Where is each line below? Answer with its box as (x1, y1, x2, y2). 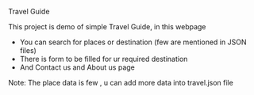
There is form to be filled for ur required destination (19, 55, 188, 63)
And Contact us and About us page (19, 63, 135, 72)
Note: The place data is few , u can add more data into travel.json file (8, 78, 234, 87)
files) (19, 46, 37, 55)
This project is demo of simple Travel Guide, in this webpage (8, 22, 206, 31)
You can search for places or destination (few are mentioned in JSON (19, 37, 247, 47)
